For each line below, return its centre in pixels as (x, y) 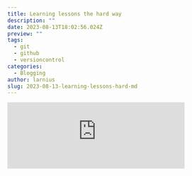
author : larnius (31, 80)
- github (27, 54)
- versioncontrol (39, 60)
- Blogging (30, 73)
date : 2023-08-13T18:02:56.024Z (55, 27)
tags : (15, 40)
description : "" (31, 20)
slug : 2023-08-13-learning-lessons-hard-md (73, 86)
